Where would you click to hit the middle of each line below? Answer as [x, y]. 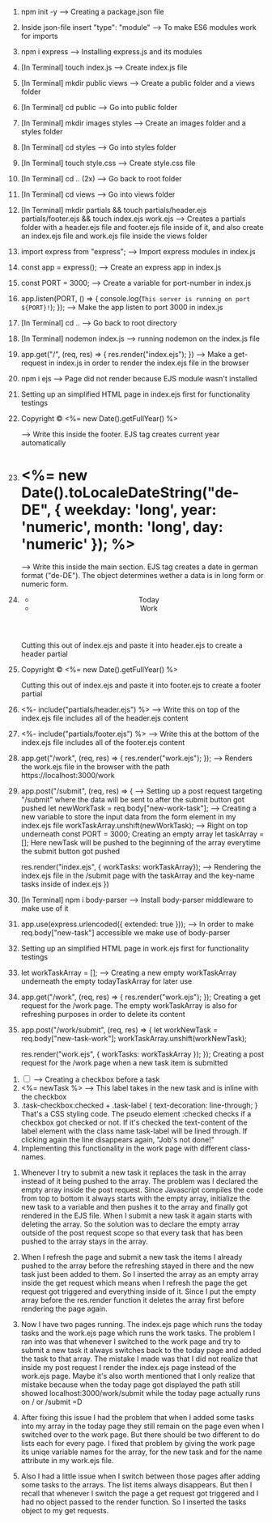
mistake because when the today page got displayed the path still [130, 1385]
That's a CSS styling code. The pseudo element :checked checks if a [136, 1113]
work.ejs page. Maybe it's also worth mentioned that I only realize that [138, 1376]
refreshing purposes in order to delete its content [103, 1014]
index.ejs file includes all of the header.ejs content [104, 718]
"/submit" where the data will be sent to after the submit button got [133, 799]
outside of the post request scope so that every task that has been [132, 1232]
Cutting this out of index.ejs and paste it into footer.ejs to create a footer [141, 685]
